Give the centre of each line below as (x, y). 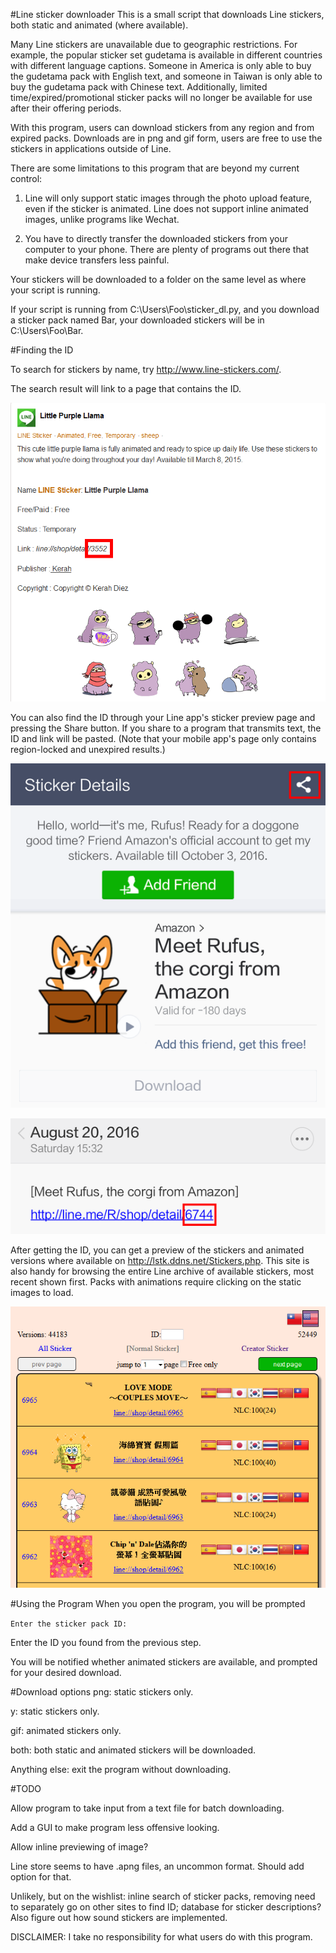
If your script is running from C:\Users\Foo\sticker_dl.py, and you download (165, 309)
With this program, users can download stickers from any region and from (162, 127)
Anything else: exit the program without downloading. (121, 1770)
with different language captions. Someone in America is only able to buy (161, 65)
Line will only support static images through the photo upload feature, (168, 198)
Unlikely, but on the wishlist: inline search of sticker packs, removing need (163, 1896)
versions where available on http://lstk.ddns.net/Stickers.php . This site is (160, 1261)
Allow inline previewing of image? (79, 1847)
